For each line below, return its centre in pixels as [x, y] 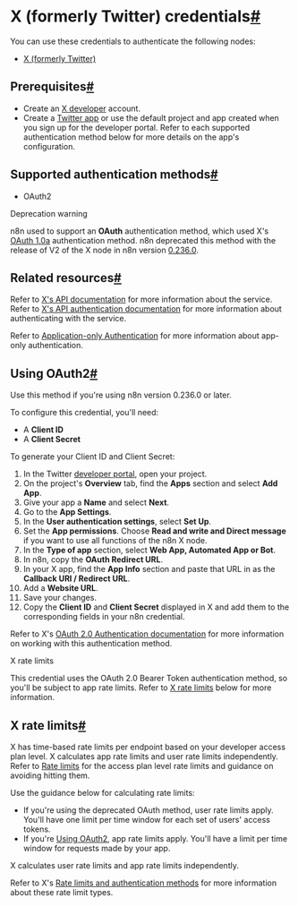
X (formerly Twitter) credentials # [136, 17]
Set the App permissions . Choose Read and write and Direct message [155, 531]
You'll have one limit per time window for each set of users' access [147, 820]
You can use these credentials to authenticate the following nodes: [133, 41]
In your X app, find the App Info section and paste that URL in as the [149, 569]
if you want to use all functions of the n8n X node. [115, 541]
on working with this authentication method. [91, 644]
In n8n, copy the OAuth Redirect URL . [93, 560]
